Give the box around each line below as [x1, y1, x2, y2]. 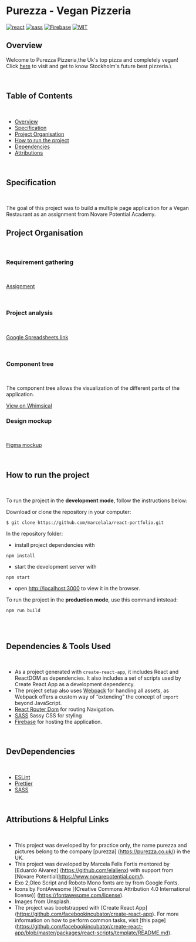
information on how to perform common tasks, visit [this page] [14, 916, 166, 924]
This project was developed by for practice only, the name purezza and [14, 841, 187, 849]
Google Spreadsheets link [6, 333, 69, 340]
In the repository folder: [6, 530, 63, 537]
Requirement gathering [6, 258, 74, 266]
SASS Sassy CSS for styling [14, 712, 82, 719]
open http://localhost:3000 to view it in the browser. [14, 585, 141, 592]
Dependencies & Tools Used [6, 641, 111, 651]
